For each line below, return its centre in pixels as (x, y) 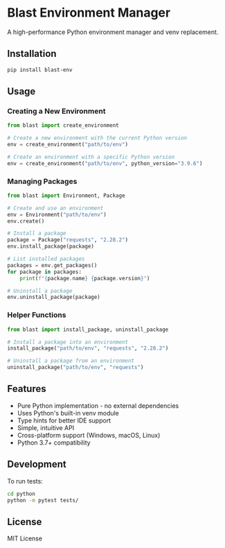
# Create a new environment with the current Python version (97, 138)
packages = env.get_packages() (52, 265)
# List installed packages (46, 259)
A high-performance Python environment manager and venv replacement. (113, 32)
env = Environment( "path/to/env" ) (57, 214)
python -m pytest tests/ (43, 500)
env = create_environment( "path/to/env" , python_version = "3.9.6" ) (105, 163)
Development (37, 464)
